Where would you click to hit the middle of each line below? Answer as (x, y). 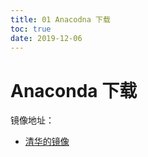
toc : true (31, 29)
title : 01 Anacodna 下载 (60, 19)
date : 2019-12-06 (46, 38)
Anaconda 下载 (74, 90)
